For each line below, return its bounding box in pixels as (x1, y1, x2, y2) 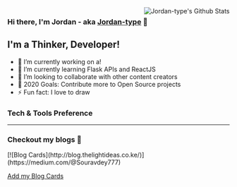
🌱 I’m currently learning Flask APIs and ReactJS (17, 65, 157, 73)
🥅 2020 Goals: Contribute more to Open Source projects (17, 80, 181, 88)
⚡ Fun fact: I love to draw (17, 88, 90, 96)
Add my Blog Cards (7, 172, 64, 181)
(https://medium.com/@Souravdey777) (7, 158, 121, 167)
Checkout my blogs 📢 (7, 134, 83, 144)
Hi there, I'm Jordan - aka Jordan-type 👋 (7, 17, 148, 27)
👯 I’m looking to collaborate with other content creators (17, 72, 178, 80)
